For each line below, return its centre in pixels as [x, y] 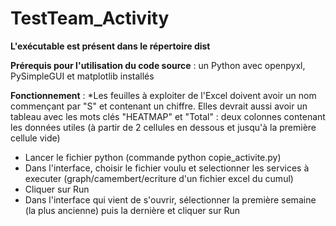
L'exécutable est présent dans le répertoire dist [110, 46]
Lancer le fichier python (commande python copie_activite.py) [153, 157]
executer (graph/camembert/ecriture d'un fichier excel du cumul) [159, 178]
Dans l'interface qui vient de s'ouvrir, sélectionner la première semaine [170, 199]
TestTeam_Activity [90, 18]
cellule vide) [35, 138]
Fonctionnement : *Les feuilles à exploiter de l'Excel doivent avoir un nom [163, 95]
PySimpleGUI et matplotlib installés [82, 76]
